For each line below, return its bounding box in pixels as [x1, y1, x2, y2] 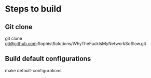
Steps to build [5, 3, 62, 15]
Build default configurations [5, 55, 91, 63]
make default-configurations [5, 67, 62, 73]
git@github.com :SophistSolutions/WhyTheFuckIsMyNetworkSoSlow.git [5, 41, 146, 47]
